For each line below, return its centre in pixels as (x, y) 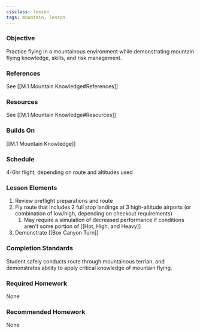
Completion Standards (40, 248)
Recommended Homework (46, 311)
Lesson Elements (32, 188)
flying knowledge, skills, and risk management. (64, 58)
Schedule (20, 159)
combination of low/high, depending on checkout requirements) (93, 214)
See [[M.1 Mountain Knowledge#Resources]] (61, 115)
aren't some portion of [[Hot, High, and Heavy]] (82, 226)
